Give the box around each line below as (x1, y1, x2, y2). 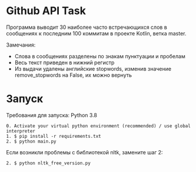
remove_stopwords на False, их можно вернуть (14, 71, 132, 78)
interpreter (6, 128, 35, 134)
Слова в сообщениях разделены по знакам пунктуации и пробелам (14, 52, 185, 59)
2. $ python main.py (6, 138, 57, 144)
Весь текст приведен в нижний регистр (14, 59, 115, 66)
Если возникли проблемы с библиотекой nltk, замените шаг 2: (6, 148, 163, 156)
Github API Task (6, 4, 87, 18)
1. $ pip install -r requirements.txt (6, 133, 101, 139)
